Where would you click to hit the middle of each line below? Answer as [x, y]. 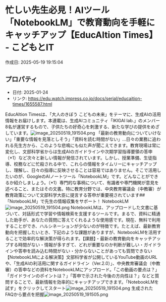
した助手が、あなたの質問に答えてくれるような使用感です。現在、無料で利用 [83, 220]
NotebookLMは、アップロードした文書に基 [114, 207]
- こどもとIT [30, 47]
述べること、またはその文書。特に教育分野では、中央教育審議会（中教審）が [83, 189]
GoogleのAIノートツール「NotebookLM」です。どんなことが [88, 176]
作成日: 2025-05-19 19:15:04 [34, 62]
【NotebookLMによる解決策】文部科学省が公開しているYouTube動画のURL [81, 257]
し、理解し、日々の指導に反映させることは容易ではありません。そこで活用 [81, 170]
